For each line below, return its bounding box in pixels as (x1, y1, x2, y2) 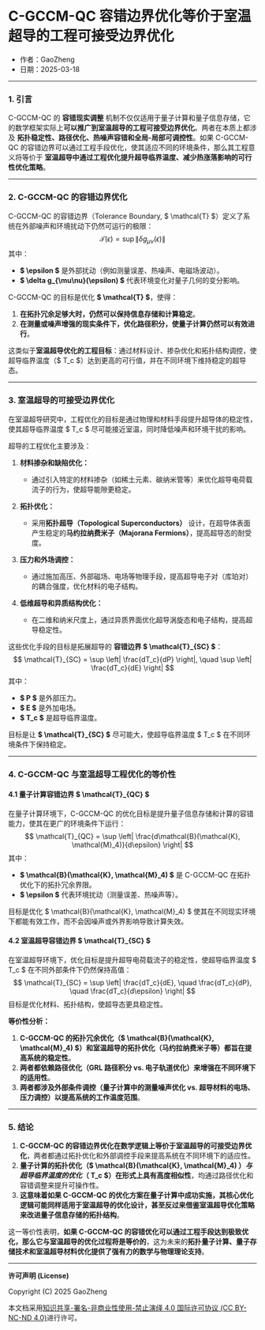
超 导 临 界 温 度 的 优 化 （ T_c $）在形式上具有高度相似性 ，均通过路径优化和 (19, 1171, 254, 1181)
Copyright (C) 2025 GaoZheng (8, 1287, 108, 1297)
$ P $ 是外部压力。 (19, 693, 80, 702)
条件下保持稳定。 (14, 739, 71, 749)
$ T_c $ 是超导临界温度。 (19, 712, 102, 722)
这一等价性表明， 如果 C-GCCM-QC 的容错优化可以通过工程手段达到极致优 (8, 1227, 249, 1237)
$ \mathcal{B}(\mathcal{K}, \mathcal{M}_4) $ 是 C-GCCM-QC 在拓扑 (19, 870, 251, 879)
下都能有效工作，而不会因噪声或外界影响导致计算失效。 (8, 916, 188, 926)
